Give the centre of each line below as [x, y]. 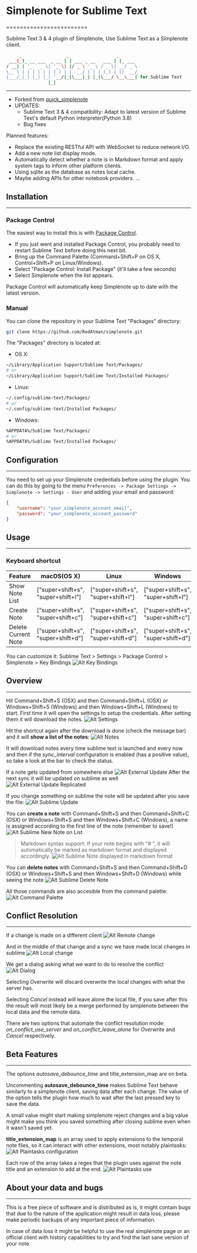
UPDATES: [27, 106]
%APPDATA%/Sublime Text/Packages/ [48, 431]
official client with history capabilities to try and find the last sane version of [97, 1237]
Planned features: [27, 136]
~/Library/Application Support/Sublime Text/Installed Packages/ [87, 376]
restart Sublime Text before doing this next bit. [71, 250]
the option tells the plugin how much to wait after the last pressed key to [93, 1098]
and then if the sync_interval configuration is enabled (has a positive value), [98, 754]
